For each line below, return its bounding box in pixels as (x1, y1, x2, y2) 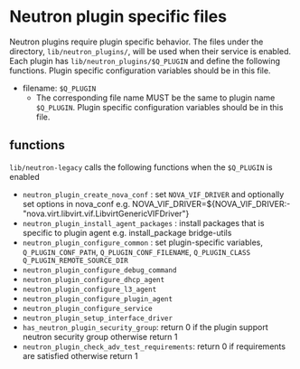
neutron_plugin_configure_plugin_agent (22, 294, 173, 304)
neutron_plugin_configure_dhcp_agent (22, 275, 165, 284)
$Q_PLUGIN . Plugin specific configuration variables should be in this (35, 101, 284, 112)
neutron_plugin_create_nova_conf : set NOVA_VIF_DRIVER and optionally (22, 188, 285, 200)
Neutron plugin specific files (9, 6, 228, 27)
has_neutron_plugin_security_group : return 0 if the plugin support (22, 321, 268, 332)
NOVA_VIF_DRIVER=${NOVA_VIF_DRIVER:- (132, 198, 291, 209)
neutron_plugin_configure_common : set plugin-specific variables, (22, 237, 264, 248)
